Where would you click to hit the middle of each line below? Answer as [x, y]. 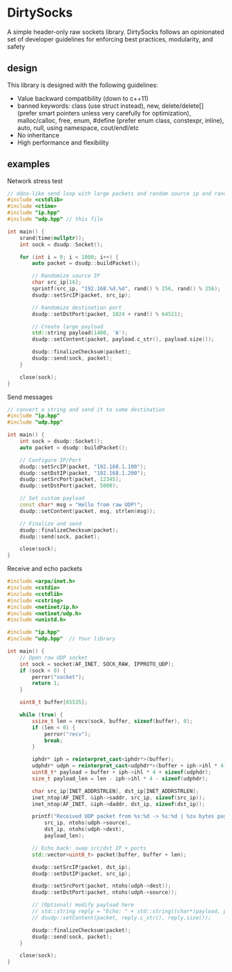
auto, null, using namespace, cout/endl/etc [78, 128]
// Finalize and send [50, 523]
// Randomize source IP [66, 276]
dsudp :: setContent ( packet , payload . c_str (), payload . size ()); [123, 339]
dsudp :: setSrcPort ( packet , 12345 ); [71, 479]
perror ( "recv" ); [67, 734]
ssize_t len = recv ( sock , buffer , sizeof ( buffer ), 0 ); [113, 721]
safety [16, 46]
